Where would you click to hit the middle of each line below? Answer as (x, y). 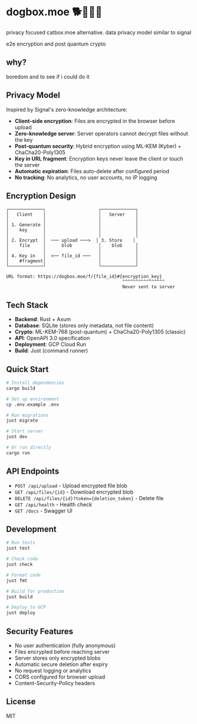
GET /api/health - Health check (53, 504)
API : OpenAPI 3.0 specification (52, 338)
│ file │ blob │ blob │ (72, 246)
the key (24, 139)
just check (19, 565)
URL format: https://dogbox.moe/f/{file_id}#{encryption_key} (84, 277)
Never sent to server (149, 287)
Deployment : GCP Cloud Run (50, 344)
